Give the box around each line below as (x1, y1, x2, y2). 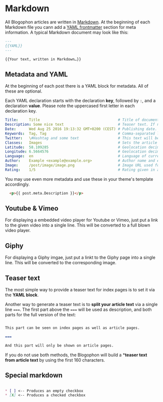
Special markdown (5, 371, 63, 380)
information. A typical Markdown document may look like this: (5, 29, 129, 35)
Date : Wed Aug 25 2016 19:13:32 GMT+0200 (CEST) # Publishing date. (5, 127, 158, 132)
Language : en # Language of (5, 154, 147, 159)
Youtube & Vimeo (5, 204, 59, 212)
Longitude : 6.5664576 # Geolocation (5, 149, 147, 154)
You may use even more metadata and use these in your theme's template (5, 176, 154, 182)
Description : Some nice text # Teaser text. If (5, 122, 155, 127)
